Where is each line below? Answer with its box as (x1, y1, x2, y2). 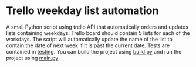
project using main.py (6, 54, 59, 61)
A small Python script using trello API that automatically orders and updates (6, 23, 189, 30)
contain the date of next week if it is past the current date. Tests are (6, 42, 170, 49)
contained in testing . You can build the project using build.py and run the (6, 48, 182, 55)
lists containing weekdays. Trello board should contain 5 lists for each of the (6, 29, 190, 36)
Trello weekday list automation (6, 4, 159, 17)
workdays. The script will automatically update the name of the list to (6, 36, 173, 43)
